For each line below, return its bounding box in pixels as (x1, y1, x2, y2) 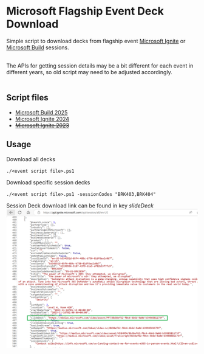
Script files (6, 92, 49, 103)
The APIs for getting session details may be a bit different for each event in (6, 62, 194, 69)
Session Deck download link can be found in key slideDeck (6, 202, 154, 209)
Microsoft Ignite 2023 (15, 122, 70, 129)
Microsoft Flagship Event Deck (6, 4, 164, 18)
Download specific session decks (6, 178, 90, 186)
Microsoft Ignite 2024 (15, 115, 70, 122)
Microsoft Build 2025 (15, 108, 68, 116)
